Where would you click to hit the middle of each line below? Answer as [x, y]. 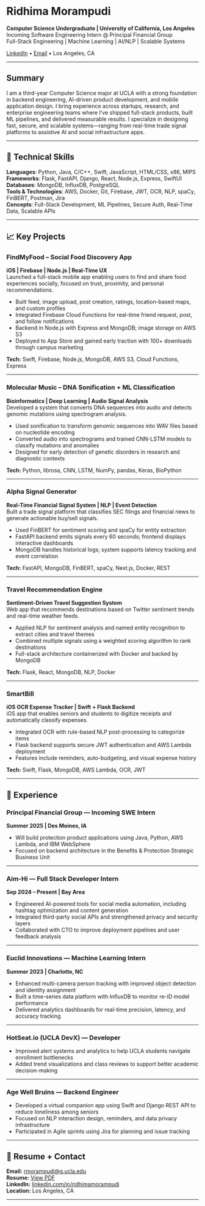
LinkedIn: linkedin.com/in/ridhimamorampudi [63, 1185]
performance [32, 1003]
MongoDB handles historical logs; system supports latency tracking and [106, 549]
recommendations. [30, 290]
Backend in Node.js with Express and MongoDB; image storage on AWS [106, 328]
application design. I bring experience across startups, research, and [93, 106]
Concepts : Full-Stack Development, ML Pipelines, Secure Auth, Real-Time [99, 204]
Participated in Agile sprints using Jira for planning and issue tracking [103, 1131]
